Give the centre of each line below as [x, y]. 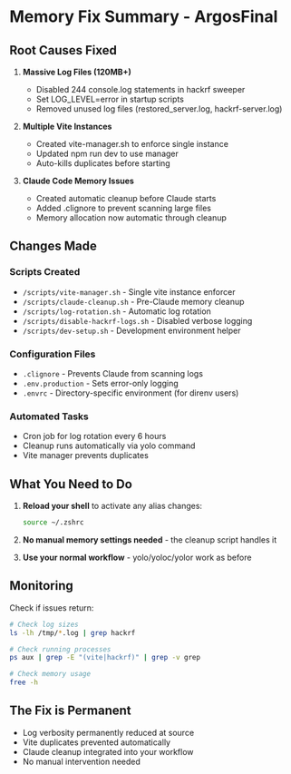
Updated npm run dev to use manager [107, 153]
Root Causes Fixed [63, 50]
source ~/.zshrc [53, 523]
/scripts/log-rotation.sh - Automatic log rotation [116, 311]
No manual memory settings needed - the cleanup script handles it [150, 539]
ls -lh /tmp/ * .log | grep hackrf [73, 632]
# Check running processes [60, 649]
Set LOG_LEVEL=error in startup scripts [110, 99]
